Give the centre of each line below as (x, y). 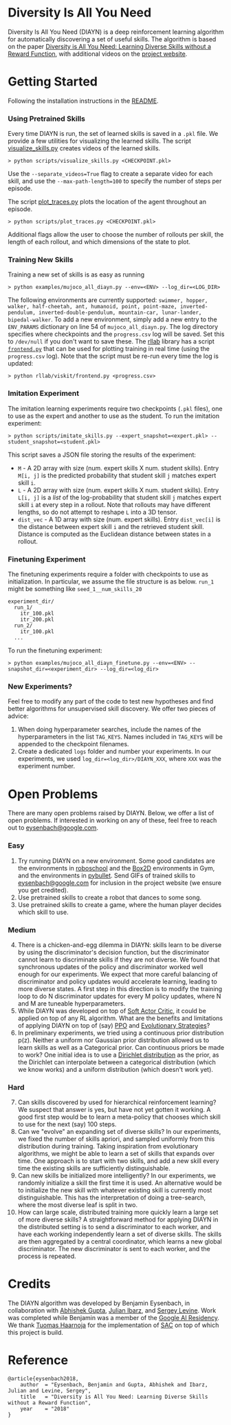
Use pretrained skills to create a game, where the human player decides (120, 904)
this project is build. (36, 1333)
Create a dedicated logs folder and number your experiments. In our (114, 751)
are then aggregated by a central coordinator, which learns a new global (120, 1242)
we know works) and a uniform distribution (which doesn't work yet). (115, 1069)
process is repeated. (47, 1256)
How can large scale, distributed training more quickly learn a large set (118, 1213)
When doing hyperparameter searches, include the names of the (109, 730)
